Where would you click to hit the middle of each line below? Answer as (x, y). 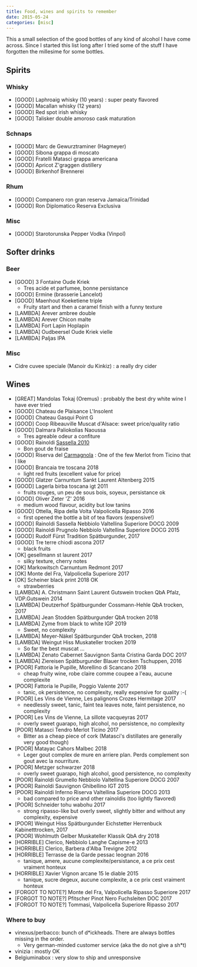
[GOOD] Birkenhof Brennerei (49, 172)
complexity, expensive (51, 817)
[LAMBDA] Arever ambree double (55, 313)
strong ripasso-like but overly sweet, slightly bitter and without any (104, 811)
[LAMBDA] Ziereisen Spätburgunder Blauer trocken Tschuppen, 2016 (98, 661)
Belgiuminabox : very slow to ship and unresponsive (78, 958)
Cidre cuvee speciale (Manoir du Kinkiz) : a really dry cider (86, 366)
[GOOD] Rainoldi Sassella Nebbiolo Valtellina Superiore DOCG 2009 (97, 523)
